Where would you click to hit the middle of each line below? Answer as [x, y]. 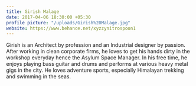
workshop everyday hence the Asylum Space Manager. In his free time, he [97, 58]
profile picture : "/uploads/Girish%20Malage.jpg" [68, 23]
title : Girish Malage [33, 12]
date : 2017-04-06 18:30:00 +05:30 [49, 17]
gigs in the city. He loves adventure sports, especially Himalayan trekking [95, 70]
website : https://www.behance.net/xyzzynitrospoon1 [71, 28]
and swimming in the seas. [39, 77]
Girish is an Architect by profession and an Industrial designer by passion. [96, 45]
